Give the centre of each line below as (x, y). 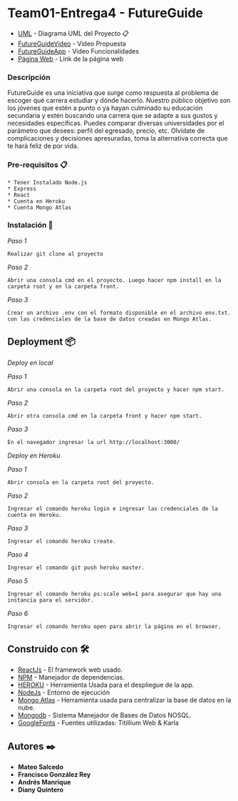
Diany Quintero (41, 790)
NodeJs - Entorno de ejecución (64, 692)
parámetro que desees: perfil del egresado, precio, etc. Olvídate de (106, 131)
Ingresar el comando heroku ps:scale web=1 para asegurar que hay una (114, 594)
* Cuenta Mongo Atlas (40, 207)
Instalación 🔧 (30, 225)
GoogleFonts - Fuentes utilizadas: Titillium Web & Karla (98, 723)
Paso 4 (18, 554)
